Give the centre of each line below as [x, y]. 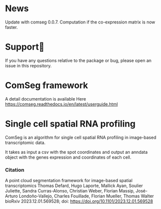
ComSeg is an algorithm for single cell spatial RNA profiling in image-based [81, 137]
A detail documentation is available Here [46, 99]
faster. [11, 27]
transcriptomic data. [25, 143]
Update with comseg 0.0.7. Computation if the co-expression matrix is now [80, 22]
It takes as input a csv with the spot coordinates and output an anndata [76, 152]
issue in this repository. [29, 65]
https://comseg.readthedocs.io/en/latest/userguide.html [61, 104]
